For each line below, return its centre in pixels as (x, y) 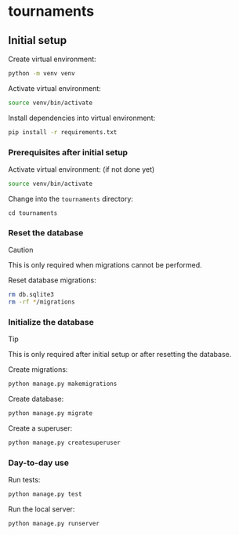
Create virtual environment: (52, 59)
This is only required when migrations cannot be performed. (105, 265)
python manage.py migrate (50, 413)
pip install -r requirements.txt (63, 132)
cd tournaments (33, 213)
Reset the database (46, 232)
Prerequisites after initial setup (68, 152)
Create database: (36, 399)
